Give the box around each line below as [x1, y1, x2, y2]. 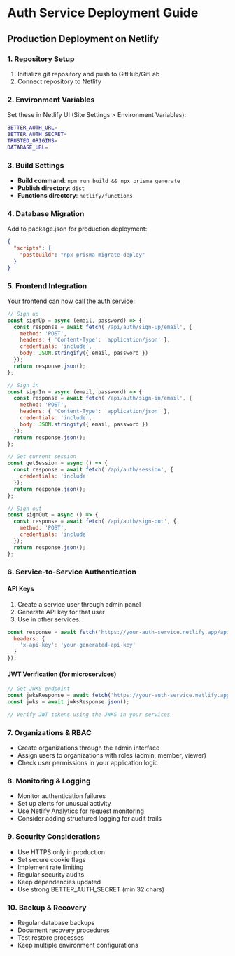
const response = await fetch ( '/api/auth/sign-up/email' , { [13, 323, 192, 330]
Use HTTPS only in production [17, 847, 106, 856]
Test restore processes [17, 933, 84, 941]
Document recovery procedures [17, 926, 110, 934]
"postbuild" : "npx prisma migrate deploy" [20, 251, 145, 259]
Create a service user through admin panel [17, 600, 141, 608]
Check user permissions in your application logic [17, 759, 159, 767]
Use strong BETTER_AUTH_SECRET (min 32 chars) [17, 885, 165, 894]
